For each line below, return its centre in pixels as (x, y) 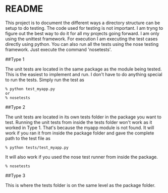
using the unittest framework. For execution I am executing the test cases (81, 39)
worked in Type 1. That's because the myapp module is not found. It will (80, 127)
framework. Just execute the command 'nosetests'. (59, 49)
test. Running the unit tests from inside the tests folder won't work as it (79, 122)
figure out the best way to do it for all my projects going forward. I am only (82, 33)
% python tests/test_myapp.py (37, 147)
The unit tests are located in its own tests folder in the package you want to (83, 117)
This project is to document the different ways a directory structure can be (83, 23)
